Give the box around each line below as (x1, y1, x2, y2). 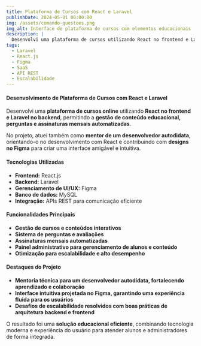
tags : (6, 43, 20, 49)
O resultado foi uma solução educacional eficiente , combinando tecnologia (6, 320, 194, 327)
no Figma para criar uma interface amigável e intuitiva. (6, 145, 141, 152)
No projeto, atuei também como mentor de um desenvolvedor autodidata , (6, 132, 191, 139)
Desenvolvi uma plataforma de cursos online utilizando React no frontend (6, 107, 191, 115)
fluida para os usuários (14, 296, 74, 303)
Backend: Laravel (14, 178, 59, 185)
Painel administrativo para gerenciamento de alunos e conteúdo (14, 243, 178, 251)
